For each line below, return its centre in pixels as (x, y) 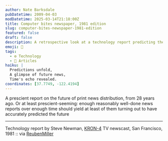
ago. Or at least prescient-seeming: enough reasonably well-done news (79, 103)
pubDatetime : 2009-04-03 (31, 14)
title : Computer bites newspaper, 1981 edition (56, 24)
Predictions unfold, (31, 70)
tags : (11, 51)
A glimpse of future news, (38, 75)
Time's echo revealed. (33, 79)
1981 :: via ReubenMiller (29, 134)
